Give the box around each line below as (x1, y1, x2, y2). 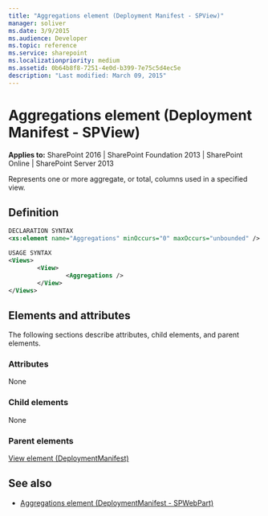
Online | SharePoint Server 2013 (8, 158, 114, 168)
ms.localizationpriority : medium (8, 57, 120, 65)
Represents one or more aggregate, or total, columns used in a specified (8, 174, 248, 183)
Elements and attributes (8, 309, 131, 322)
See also (8, 477, 52, 490)
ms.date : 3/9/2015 (8, 27, 70, 35)
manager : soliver (8, 19, 67, 27)
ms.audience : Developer (8, 34, 88, 43)
